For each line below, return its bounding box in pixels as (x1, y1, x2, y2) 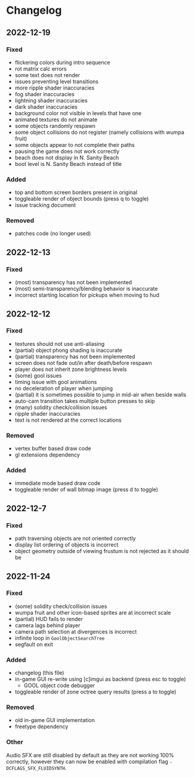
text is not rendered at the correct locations (14, 416, 122, 423)
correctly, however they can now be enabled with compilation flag (6, 758, 169, 765)
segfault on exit (14, 640, 54, 648)
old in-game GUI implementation (14, 717, 95, 724)
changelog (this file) (14, 669, 64, 677)
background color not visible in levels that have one (14, 109, 142, 116)
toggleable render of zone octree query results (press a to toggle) (14, 688, 177, 696)
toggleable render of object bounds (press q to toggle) (14, 195, 149, 202)
